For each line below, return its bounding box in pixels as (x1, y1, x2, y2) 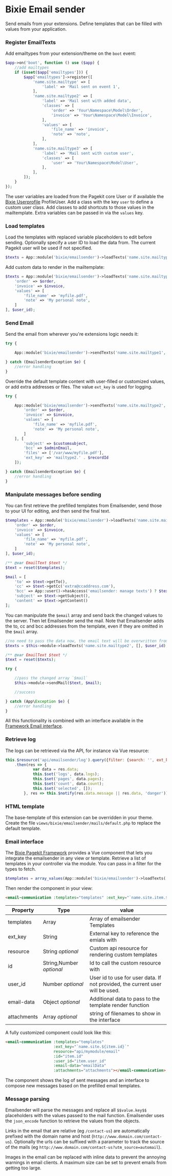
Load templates (5, 222, 45, 229)
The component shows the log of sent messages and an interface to (5, 1077, 149, 1083)
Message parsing (5, 1096, 50, 1103)
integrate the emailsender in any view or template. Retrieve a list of (5, 855, 146, 861)
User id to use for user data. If (89, 974, 161, 981)
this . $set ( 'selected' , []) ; (32, 786, 93, 791)
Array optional (42, 1013, 78, 1020)
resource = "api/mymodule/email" (53, 1049, 120, 1054)
